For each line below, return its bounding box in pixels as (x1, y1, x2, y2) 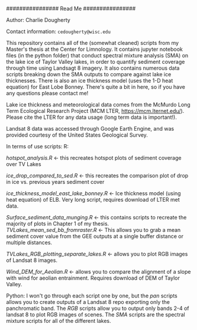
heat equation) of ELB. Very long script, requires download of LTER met (6, 196, 180, 203)
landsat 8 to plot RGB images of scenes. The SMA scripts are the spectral (6, 311, 185, 318)
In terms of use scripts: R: (6, 143, 69, 150)
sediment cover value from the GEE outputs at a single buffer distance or (6, 233, 183, 240)
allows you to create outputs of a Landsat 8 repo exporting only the (6, 299, 170, 305)
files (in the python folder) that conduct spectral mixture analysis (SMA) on (6, 52, 189, 59)
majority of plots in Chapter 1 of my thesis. (6, 220, 109, 227)
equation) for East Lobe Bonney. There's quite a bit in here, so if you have (6, 83, 185, 90)
